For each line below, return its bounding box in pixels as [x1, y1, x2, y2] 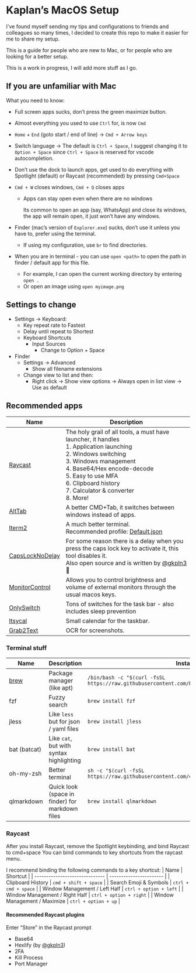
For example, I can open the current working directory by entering [23, 270, 182, 277]
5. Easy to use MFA [65, 472, 118, 480]
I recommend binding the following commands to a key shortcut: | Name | [6, 866, 183, 873]
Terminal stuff [6, 644, 47, 652]
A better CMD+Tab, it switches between [65, 503, 175, 511]
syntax [48, 749, 67, 757]
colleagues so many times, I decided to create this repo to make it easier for [6, 29, 188, 36]
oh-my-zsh [9, 769, 42, 777]
